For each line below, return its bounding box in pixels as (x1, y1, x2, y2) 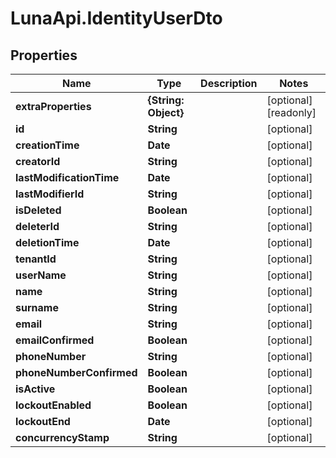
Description (200, 77, 258, 90)
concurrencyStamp (15, 431, 110, 444)
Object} (147, 106, 185, 119)
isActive (15, 382, 56, 396)
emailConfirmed (15, 333, 95, 347)
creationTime (15, 138, 80, 152)
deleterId (15, 220, 60, 233)
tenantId (15, 252, 57, 266)
